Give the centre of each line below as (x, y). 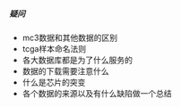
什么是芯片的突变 (54, 82)
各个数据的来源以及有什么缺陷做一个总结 (97, 93)
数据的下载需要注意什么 (65, 70)
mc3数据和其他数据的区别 (70, 37)
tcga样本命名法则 (54, 48)
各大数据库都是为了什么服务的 (77, 60)
